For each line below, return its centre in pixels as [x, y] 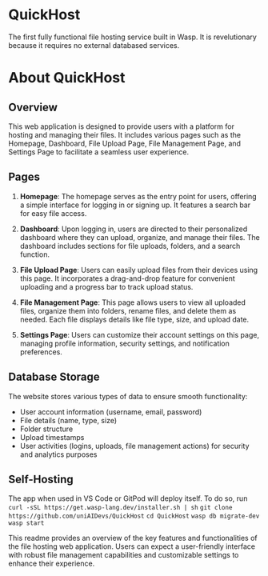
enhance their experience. [52, 564]
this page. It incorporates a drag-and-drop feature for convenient [128, 278]
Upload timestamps [52, 437]
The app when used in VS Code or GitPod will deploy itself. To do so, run [128, 498]
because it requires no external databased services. [94, 45]
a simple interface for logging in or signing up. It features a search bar [135, 205]
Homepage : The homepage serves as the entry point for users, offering [138, 196]
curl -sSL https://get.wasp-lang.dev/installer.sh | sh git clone [120, 508]
